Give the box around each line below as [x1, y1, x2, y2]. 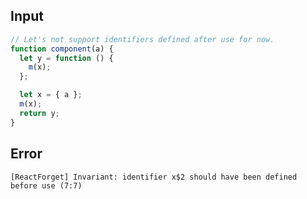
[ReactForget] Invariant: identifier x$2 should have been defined [10, 172, 298, 182]
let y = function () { [19, 53, 114, 63]
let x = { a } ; [19, 90, 83, 100]
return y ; [19, 108, 60, 118]
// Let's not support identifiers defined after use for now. [10, 34, 275, 44]
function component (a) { [10, 44, 114, 54]
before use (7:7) [10, 180, 83, 191]
